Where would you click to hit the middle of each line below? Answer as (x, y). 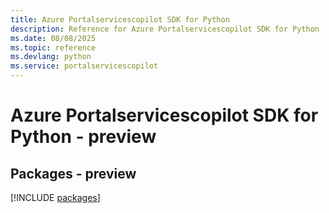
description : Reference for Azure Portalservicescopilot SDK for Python (165, 29)
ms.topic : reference (53, 47)
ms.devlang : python (51, 57)
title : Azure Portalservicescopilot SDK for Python (120, 19)
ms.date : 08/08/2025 (53, 38)
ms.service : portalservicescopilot (84, 66)
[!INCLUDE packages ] (55, 197)
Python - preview (83, 137)
